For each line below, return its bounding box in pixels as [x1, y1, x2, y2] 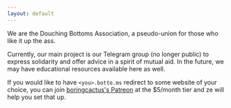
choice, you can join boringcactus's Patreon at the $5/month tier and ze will [7, 85, 225, 93]
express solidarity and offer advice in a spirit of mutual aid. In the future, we [7, 57, 224, 66]
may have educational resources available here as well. [7, 64, 166, 73]
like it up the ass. [7, 36, 56, 45]
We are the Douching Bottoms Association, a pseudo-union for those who [7, 29, 219, 37]
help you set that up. [7, 93, 66, 101]
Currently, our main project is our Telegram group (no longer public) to [7, 50, 209, 58]
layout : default [7, 10, 54, 17]
